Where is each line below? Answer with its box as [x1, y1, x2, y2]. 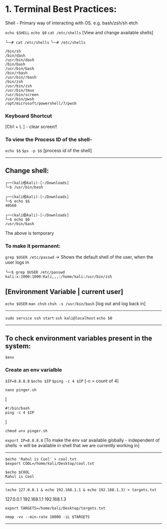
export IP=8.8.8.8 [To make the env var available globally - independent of [5, 437, 160, 443]
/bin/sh [5, 49, 21, 54]
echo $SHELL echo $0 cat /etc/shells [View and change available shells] [5, 29, 154, 35]
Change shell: [5, 166, 49, 175]
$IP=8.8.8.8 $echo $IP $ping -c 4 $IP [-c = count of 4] [5, 378, 119, 383]
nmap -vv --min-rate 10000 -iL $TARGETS [5, 514, 90, 520]
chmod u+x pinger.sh [5, 428, 48, 433]
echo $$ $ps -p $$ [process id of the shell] [5, 148, 92, 153]
